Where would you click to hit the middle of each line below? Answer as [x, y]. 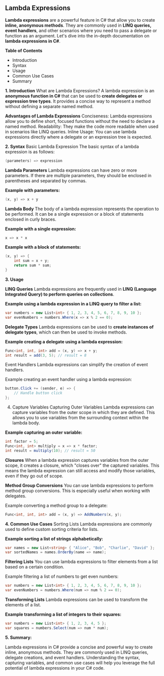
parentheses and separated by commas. [46, 181]
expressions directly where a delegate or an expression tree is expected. [79, 137]
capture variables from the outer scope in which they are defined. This [83, 413]
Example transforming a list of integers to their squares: [63, 614]
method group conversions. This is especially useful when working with [78, 490]
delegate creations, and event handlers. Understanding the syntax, [73, 657]
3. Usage [14, 279]
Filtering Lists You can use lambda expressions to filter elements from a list [82, 562]
